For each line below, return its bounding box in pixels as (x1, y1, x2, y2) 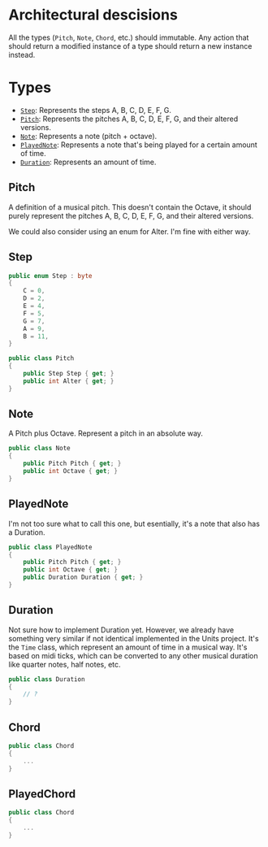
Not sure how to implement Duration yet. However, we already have (8, 624, 234, 635)
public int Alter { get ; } (23, 376, 115, 385)
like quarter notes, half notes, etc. (8, 659, 121, 669)
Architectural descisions (8, 6, 179, 24)
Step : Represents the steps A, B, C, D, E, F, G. (19, 105, 172, 115)
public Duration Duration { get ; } (23, 573, 144, 582)
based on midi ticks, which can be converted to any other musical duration (8, 650, 258, 660)
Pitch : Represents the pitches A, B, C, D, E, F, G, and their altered (19, 114, 239, 124)
